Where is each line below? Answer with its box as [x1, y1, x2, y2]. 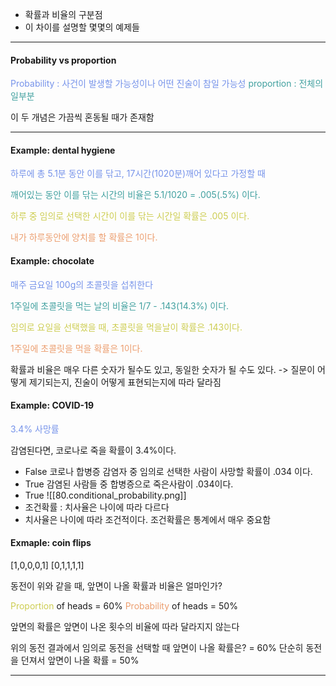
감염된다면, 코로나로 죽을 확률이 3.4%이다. [10, 444, 177, 456]
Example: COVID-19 [10, 399, 95, 412]
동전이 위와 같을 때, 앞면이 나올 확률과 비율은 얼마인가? [10, 580, 223, 592]
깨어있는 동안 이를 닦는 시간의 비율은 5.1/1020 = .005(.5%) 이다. [10, 189, 261, 201]
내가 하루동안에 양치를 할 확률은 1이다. [10, 231, 158, 243]
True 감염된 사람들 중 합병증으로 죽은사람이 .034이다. [24, 478, 234, 490]
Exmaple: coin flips [10, 537, 92, 549]
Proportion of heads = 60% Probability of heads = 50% [10, 600, 238, 612]
